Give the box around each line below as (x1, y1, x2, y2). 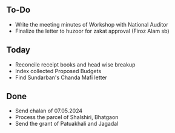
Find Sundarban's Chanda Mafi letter (15, 74, 108, 81)
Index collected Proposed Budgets (15, 67, 102, 74)
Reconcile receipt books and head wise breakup (15, 60, 136, 68)
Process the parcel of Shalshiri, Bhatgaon (15, 114, 119, 121)
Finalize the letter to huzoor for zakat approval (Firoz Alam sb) (15, 27, 170, 34)
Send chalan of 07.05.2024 (15, 107, 83, 114)
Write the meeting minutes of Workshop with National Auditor (15, 21, 168, 28)
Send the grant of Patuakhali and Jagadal (15, 120, 119, 128)
